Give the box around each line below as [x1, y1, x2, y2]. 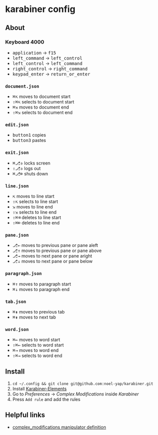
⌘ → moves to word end [12, 347, 59, 353]
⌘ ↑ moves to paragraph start [12, 281, 71, 287]
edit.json [5, 122, 29, 128]
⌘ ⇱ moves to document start [12, 93, 71, 99]
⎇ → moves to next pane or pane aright [12, 253, 92, 259]
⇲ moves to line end [12, 204, 53, 210]
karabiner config [5, 3, 76, 15]
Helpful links [5, 411, 45, 419]
